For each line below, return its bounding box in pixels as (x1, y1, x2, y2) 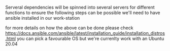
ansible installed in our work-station (5, 15, 80, 21)
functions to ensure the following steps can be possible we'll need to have (5, 10, 161, 16)
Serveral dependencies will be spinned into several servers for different (5, 5, 155, 10)
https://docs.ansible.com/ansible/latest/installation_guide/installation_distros (5, 30, 165, 36)
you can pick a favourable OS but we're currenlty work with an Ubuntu (17, 35, 164, 41)
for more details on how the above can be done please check (5, 25, 133, 31)
